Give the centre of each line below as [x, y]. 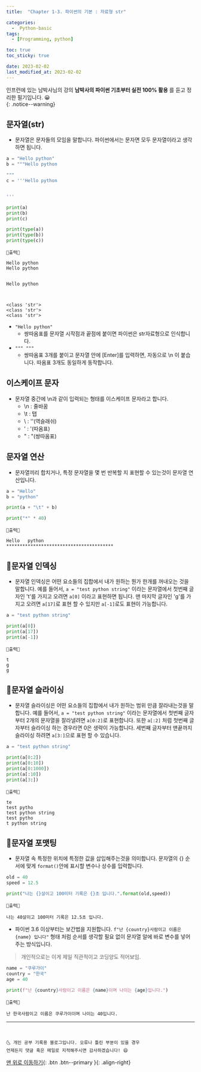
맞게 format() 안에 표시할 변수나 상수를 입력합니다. [85, 866]
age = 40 [17, 979]
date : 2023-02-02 [28, 66]
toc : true [19, 50]
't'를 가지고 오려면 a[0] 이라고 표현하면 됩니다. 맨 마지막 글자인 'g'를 [106, 596]
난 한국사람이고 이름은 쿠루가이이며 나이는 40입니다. [62, 1014]
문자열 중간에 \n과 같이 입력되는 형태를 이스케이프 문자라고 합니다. [92, 398]
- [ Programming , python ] [42, 40]
